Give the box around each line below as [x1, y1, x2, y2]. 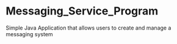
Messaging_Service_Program [5, 4, 159, 18]
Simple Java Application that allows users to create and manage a [5, 24, 172, 31]
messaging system [5, 30, 53, 37]
